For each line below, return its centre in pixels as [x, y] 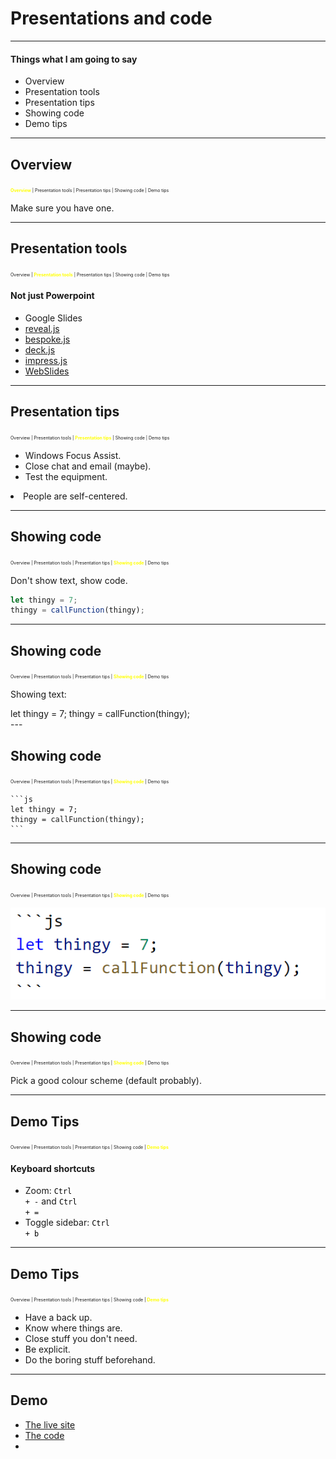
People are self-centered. [75, 496]
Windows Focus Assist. [73, 455]
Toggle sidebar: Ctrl [67, 1223]
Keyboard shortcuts [53, 1168]
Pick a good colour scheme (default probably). [106, 1081]
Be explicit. [47, 1349]
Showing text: [38, 694]
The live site [50, 1424]
